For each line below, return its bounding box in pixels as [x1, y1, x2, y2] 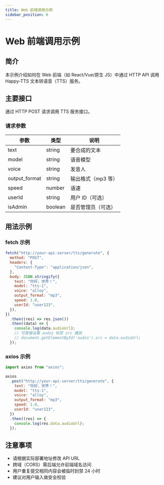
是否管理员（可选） [70, 204, 116, 211]
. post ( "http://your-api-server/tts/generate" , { [10, 378, 114, 384]
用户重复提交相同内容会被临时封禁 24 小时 [12, 468, 101, 474]
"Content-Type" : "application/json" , [14, 264, 94, 270]
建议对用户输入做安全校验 [12, 474, 66, 480]
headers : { [10, 260, 33, 265]
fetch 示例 [5, 238, 30, 246]
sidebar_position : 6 [5, 12, 49, 17]
